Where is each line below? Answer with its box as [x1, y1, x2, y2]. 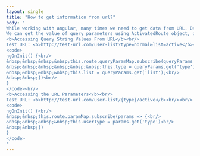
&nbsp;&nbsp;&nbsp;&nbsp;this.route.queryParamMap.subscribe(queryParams [6, 58, 193, 64]
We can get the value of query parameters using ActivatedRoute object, [6, 31, 190, 37]
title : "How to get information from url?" [6, 14, 116, 20]
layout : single [6, 8, 44, 15]
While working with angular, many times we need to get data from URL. [6, 25, 187, 31]
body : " [6, 20, 26, 26]
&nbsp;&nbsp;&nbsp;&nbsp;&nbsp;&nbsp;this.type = [6, 63, 132, 70]
